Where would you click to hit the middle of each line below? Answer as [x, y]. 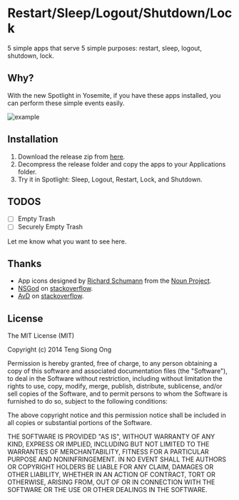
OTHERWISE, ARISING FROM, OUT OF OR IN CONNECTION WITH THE [111, 482]
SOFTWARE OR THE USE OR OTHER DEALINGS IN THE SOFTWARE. [107, 490]
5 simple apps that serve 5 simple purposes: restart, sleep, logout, [105, 48]
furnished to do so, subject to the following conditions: [87, 401]
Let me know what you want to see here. [67, 241]
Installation [33, 140]
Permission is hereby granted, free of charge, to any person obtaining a [112, 364]
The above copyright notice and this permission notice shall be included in [117, 415]
